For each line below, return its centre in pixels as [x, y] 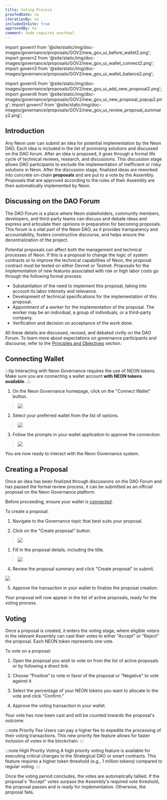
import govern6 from [27, 94]
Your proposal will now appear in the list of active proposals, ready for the [81, 598]
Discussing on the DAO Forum [53, 201]
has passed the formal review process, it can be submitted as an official [79, 487]
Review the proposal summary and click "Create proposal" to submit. [83, 569]
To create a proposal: [27, 511]
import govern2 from [27, 58]
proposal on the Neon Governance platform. [50, 492]
